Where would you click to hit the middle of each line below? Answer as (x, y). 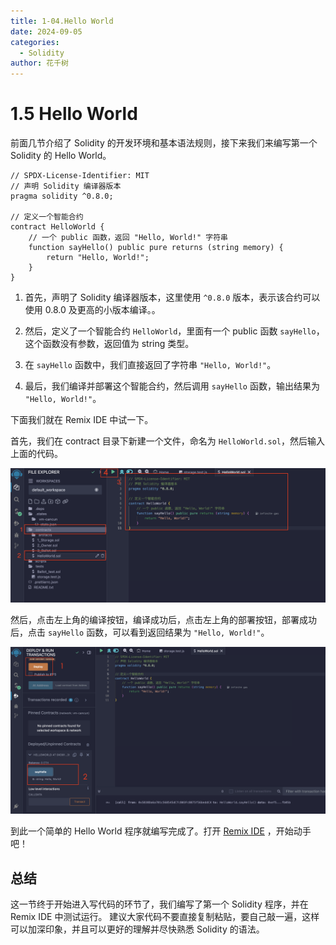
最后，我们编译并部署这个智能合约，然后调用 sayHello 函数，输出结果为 (172, 386)
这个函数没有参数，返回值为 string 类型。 (109, 344)
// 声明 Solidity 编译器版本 (66, 186)
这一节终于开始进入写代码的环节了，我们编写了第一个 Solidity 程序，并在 (159, 904)
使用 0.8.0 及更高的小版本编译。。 (92, 310)
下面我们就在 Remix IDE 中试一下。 (82, 420)
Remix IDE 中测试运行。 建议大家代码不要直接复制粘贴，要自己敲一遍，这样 (165, 917)
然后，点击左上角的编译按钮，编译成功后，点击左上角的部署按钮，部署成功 (163, 619)
